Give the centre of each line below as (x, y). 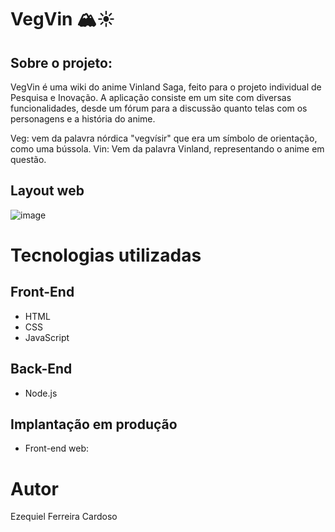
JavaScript (47, 337)
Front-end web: (57, 448)
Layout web (47, 191)
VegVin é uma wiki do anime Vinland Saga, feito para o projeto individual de (166, 87)
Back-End (41, 369)
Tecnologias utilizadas (106, 255)
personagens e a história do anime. (83, 119)
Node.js (41, 393)
